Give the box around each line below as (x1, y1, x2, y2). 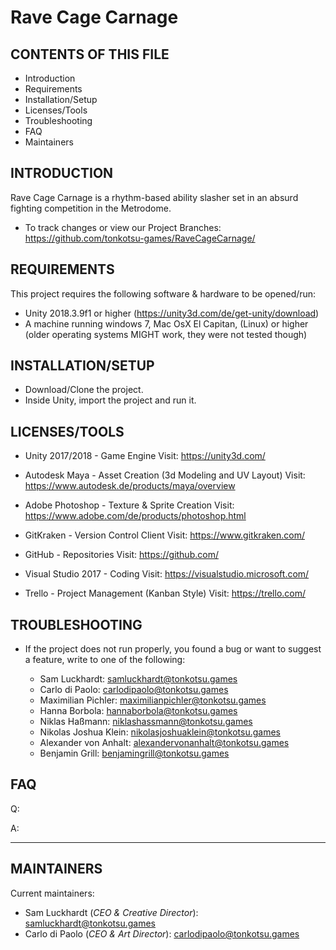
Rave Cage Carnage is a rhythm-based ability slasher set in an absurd (10, 191, 299, 203)
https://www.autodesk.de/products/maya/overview (24, 480, 236, 492)
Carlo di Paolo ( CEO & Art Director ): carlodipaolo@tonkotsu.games (24, 927, 300, 940)
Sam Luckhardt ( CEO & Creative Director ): (24, 906, 199, 918)
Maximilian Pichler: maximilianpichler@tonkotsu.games (39, 694, 267, 706)
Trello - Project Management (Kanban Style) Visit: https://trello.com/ (24, 587, 307, 600)
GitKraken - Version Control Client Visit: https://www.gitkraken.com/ (24, 529, 306, 541)
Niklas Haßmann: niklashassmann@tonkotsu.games (39, 716, 253, 728)
